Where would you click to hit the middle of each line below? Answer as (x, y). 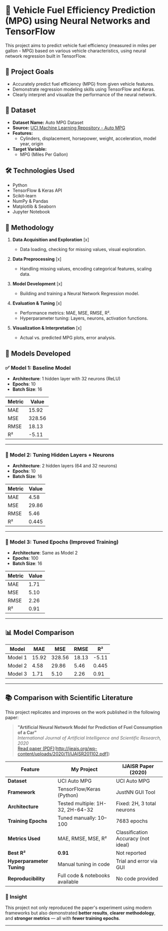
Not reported (131, 853)
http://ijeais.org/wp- (76, 749)
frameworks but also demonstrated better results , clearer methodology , (80, 913)
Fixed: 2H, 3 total (136, 804)
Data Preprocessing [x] (37, 259)
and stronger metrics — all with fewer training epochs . (63, 918)
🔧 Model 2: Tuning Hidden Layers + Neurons (60, 454)
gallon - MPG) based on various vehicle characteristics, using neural (76, 51)
